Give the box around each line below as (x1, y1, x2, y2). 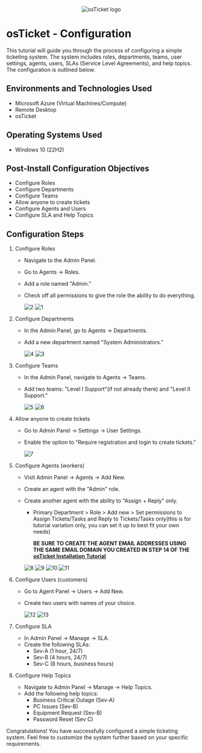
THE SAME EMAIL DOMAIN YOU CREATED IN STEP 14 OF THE (33, 546, 190, 554)
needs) (33, 528, 51, 536)
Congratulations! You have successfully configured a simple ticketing (6, 728, 178, 735)
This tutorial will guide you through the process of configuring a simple (6, 46, 182, 54)
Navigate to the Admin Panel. (24, 257, 96, 264)
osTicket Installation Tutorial (33, 553, 106, 560)
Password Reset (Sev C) (33, 716, 93, 723)
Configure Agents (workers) (14, 462, 85, 469)
